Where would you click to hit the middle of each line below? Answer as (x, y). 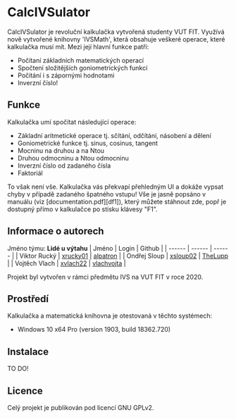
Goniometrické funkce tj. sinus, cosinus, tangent (88, 143)
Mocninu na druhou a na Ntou (61, 150)
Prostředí (28, 299)
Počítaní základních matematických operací (81, 60)
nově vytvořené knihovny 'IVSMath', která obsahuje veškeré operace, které (116, 39)
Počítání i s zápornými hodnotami (66, 75)
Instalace (28, 352)
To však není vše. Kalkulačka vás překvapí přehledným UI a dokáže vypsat (116, 187)
